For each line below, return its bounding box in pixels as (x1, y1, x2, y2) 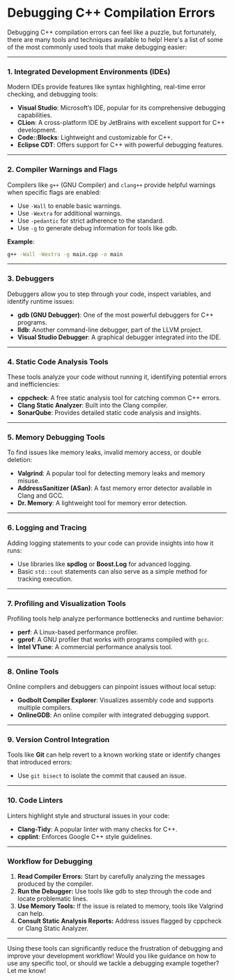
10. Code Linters (7, 796, 63, 805)
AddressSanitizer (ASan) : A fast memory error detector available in (17, 484, 212, 493)
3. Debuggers (7, 274, 54, 283)
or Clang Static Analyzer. (17, 924, 89, 933)
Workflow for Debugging (7, 856, 93, 866)
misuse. (17, 477, 40, 485)
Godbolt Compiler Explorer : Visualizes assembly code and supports (17, 696, 214, 704)
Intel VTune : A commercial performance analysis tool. (17, 642, 173, 651)
